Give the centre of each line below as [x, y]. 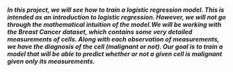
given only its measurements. [51, 61]
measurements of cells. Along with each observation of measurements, [113, 39]
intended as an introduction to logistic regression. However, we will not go [116, 17]
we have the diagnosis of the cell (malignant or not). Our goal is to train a [115, 46]
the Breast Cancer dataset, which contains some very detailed [100, 32]
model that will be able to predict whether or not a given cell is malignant [115, 54]
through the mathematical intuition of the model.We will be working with [114, 24]
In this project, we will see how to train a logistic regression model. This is [116, 10]
